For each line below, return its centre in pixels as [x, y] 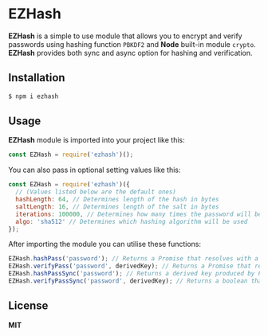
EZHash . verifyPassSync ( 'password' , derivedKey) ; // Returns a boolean [128, 281]
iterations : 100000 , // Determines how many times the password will [133, 214]
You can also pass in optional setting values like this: [95, 170]
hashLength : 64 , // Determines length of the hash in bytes [117, 200]
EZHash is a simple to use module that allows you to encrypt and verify [125, 36]
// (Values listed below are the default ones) [96, 192]
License [28, 306]
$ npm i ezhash [33, 96]
